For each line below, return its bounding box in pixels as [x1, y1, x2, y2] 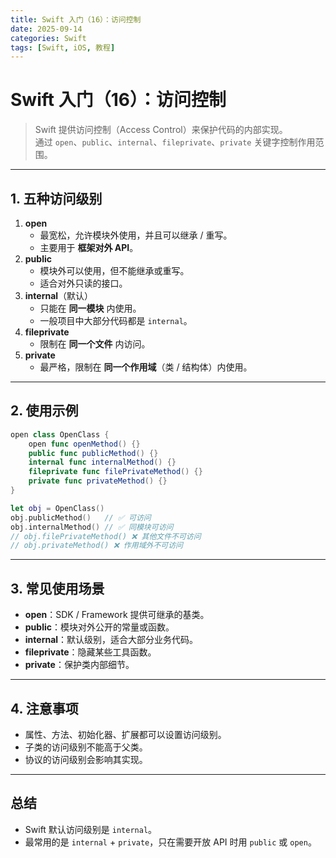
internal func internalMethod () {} [28, 457, 177, 468]
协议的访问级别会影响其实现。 [24, 753, 148, 765]
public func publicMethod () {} [28, 448, 159, 458]
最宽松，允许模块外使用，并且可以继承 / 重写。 [39, 229, 233, 241]
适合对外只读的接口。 [39, 277, 128, 289]
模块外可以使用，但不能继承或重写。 [39, 265, 190, 276]
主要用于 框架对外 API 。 [39, 242, 139, 253]
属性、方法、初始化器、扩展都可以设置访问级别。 [24, 728, 227, 740]
